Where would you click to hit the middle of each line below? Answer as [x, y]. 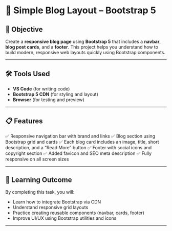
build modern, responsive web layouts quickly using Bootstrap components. [85, 52]
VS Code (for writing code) [41, 88]
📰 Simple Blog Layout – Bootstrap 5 [81, 10]
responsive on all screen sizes [37, 159]
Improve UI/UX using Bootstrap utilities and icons [64, 218]
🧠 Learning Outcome [39, 180]
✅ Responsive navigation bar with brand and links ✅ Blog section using [80, 136]
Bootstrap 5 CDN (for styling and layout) [55, 94]
